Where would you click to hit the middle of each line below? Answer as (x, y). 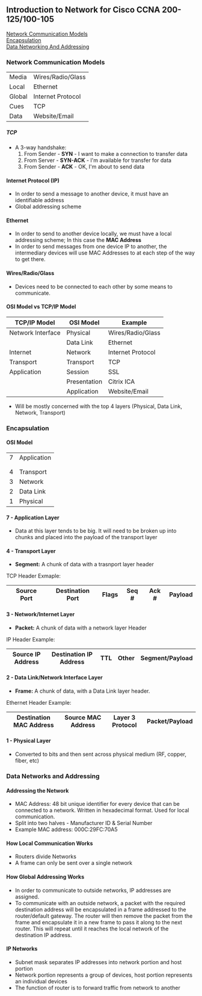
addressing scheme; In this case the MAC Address (78, 240)
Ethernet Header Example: (39, 702)
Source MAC (83, 717)
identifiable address (39, 200)
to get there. (30, 259)
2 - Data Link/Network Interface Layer (55, 678)
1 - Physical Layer (29, 741)
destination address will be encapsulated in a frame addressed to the (100, 909)
